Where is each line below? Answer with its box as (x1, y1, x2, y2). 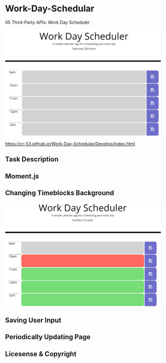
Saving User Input (5, 316, 62, 324)
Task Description (5, 155, 59, 164)
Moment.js (5, 172, 40, 181)
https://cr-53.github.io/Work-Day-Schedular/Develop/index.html (5, 140, 135, 146)
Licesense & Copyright (5, 350, 77, 358)
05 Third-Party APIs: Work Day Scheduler (5, 19, 90, 25)
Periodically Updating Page (5, 333, 91, 341)
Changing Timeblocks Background (5, 189, 115, 197)
